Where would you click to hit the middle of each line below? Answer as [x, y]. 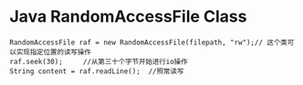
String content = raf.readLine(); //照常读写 [97, 71]
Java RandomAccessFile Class [128, 17]
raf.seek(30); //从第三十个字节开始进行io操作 [99, 61]
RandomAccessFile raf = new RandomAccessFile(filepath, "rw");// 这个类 [148, 42]
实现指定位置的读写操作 [53, 52]
